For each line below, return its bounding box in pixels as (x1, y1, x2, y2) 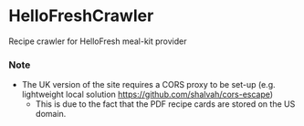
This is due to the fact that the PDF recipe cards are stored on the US (35, 99, 296, 110)
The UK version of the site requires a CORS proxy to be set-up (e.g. (21, 79, 276, 90)
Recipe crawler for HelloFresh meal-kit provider (8, 36, 187, 47)
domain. (35, 109, 67, 120)
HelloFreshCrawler (8, 5, 154, 26)
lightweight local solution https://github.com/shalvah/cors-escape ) (21, 89, 274, 100)
